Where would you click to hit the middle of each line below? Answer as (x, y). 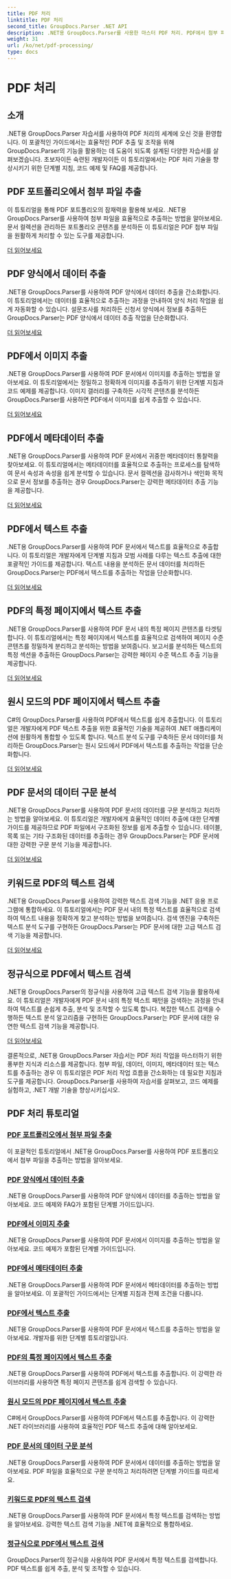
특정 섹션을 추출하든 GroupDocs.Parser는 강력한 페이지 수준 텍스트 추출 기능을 (113, 654)
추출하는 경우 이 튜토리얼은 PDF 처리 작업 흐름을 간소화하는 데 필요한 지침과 (121, 1073)
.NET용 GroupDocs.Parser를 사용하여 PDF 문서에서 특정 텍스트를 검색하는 (108, 1516)
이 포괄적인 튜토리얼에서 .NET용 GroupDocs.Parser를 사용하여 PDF (98, 1151)
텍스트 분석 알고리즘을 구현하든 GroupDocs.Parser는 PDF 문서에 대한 (119, 1017)
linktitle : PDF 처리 (35, 20)
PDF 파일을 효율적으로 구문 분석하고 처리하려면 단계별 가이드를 (117, 1471)
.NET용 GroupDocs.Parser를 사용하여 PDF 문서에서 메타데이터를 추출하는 (107, 1284)
